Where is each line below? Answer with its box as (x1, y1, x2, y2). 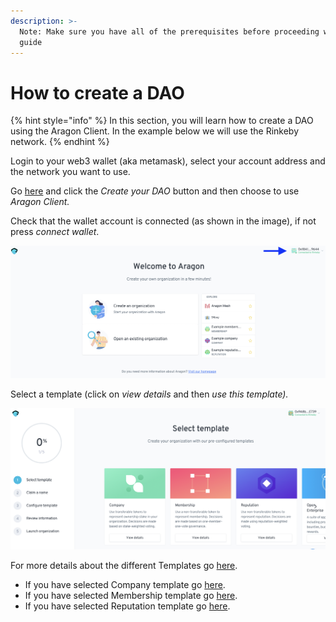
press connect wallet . (10, 226, 100, 238)
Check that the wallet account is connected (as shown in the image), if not (10, 215, 317, 227)
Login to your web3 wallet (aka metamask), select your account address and (10, 155, 326, 167)
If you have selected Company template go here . (24, 579, 226, 591)
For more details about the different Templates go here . (10, 560, 238, 572)
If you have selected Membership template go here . (24, 590, 238, 602)
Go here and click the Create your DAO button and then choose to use (10, 185, 300, 197)
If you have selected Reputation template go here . (24, 600, 231, 612)
